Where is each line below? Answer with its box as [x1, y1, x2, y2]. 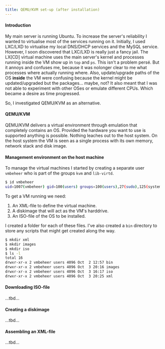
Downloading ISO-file [5, 284, 50, 290]
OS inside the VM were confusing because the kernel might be [5, 75, 133, 81]
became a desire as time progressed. [5, 90, 81, 96]
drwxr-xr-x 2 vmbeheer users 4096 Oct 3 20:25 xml [5, 274, 113, 278]
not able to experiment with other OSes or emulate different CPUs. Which [5, 85, 153, 91]
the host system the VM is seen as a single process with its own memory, [5, 138, 154, 144]
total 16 [5, 255, 23, 260]
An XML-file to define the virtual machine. [12, 202, 97, 208]
